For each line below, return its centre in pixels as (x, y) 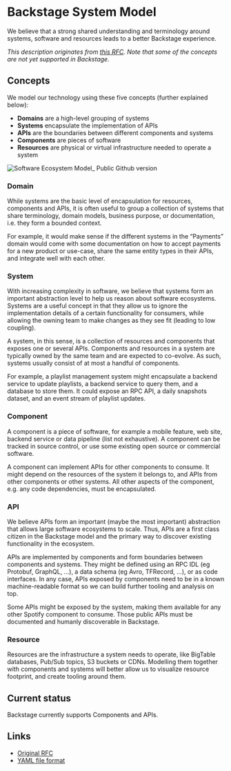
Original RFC (35, 753)
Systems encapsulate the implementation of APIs (88, 126)
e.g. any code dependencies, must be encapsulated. (82, 489)
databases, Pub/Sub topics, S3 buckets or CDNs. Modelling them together (113, 662)
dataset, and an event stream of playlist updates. (77, 399)
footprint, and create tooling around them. (67, 677)
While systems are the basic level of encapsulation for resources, (100, 201)
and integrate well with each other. (56, 259)
